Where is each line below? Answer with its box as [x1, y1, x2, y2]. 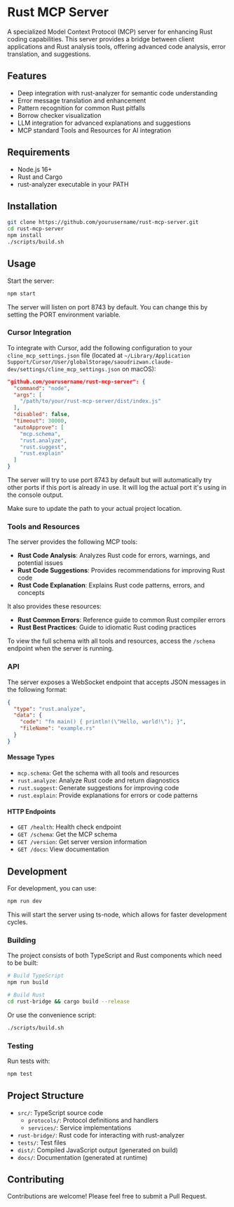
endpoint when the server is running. [7, 644, 114, 653]
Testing [7, 1041, 34, 1051]
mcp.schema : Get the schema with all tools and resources [17, 769, 180, 778]
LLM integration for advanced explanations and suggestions [17, 119, 191, 127]
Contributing [7, 1173, 64, 1185]
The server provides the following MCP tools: [7, 538, 138, 546]
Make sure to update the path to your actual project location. [7, 505, 182, 513]
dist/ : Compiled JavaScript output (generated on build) [17, 1145, 179, 1154]
